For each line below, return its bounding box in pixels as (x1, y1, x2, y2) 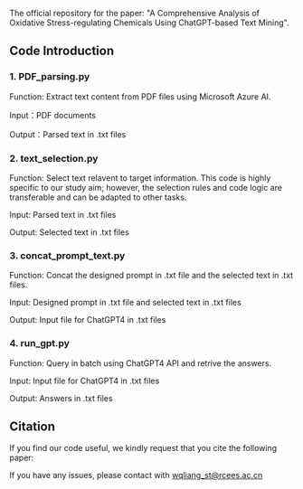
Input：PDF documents (9, 109, 97, 120)
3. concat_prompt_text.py (9, 249, 126, 261)
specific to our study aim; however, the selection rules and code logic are (9, 182, 283, 193)
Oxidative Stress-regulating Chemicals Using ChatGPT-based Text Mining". (9, 17, 289, 28)
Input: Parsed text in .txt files (9, 209, 117, 220)
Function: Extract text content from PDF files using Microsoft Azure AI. (9, 90, 271, 102)
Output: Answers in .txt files (9, 392, 113, 403)
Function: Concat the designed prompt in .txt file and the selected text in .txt (9, 270, 294, 281)
